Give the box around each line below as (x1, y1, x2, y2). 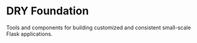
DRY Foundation (6, 4, 89, 18)
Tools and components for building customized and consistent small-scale (6, 24, 191, 31)
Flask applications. (6, 30, 53, 37)
